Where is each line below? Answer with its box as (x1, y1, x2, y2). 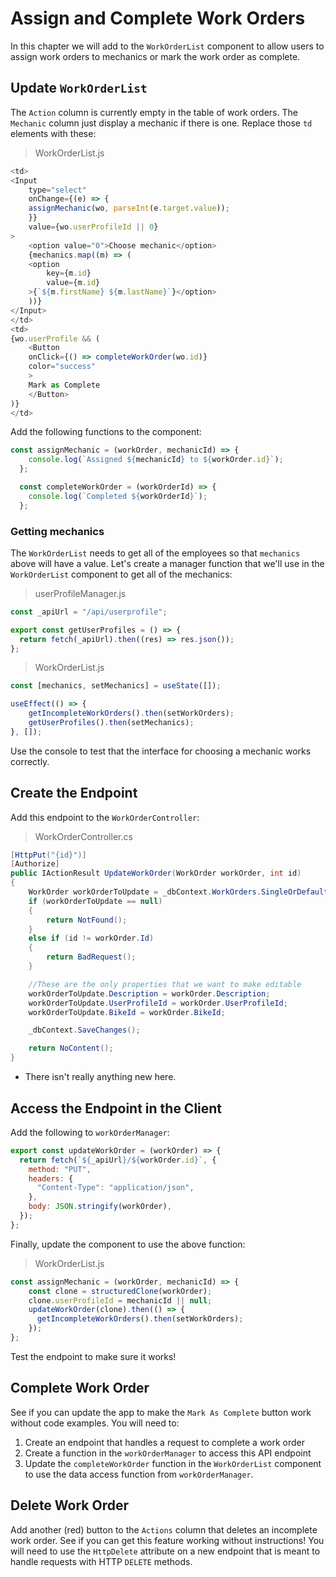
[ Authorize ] (10, 859, 60, 869)
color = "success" (28, 362, 97, 372)
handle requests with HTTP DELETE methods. (10, 1555, 193, 1567)
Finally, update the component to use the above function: (10, 1238, 246, 1250)
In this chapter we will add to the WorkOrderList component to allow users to (10, 40, 325, 52)
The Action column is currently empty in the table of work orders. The (10, 106, 298, 118)
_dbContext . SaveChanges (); (28, 1025, 141, 1036)
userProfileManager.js (34, 587, 127, 599)
